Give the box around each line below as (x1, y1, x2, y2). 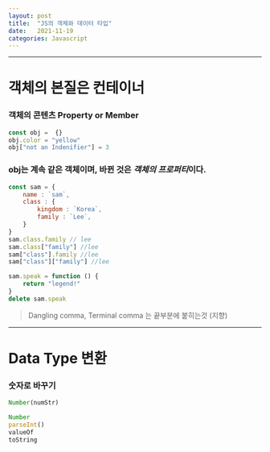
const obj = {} (8, 128, 63, 137)
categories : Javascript (8, 34, 88, 43)
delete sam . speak (8, 295, 67, 303)
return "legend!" (22, 280, 81, 288)
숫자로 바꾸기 (8, 379, 56, 391)
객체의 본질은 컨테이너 (8, 79, 145, 97)
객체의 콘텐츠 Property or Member (8, 110, 139, 121)
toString (8, 436, 38, 444)
